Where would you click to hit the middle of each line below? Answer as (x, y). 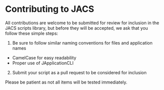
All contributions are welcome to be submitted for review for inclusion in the (82, 23)
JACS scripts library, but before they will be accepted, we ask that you (77, 28)
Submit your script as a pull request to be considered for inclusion (79, 72)
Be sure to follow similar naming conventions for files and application (82, 43)
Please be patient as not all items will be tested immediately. (66, 82)
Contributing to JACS (50, 9)
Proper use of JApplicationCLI (43, 63)
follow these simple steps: (32, 33)
